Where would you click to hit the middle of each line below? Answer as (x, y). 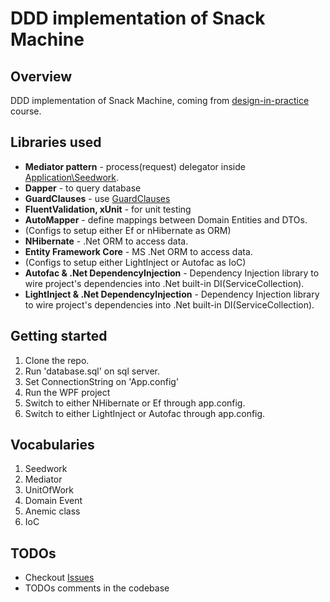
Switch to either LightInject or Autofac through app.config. (145, 413)
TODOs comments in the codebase (97, 588)
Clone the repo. (57, 360)
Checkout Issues (59, 578)
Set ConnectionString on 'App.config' (102, 381)
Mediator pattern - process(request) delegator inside (135, 166)
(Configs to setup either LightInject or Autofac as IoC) (135, 262)
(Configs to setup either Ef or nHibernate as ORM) (128, 230)
